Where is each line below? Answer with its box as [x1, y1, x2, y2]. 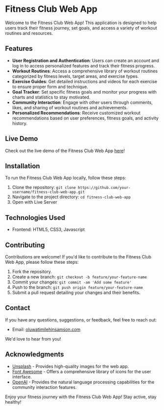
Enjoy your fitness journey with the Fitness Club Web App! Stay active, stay [5, 394, 157, 400]
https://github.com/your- [77, 186, 131, 190]
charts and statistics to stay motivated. [12, 94, 91, 100]
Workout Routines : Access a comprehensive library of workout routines [12, 68, 158, 74]
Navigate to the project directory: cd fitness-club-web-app [12, 194, 131, 200]
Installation [5, 161, 40, 170]
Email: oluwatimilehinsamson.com [12, 326, 81, 332]
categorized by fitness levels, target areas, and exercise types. [12, 73, 139, 79]
